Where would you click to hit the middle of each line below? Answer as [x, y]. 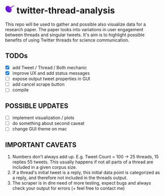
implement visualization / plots [43, 118]
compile [20, 90]
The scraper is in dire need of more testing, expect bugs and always [82, 183]
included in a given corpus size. [45, 167]
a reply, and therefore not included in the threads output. [70, 178]
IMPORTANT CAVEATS [41, 145]
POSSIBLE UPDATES [37, 106]
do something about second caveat [48, 123]
